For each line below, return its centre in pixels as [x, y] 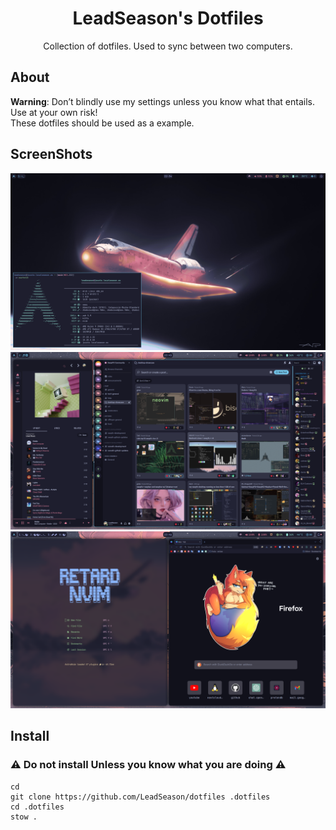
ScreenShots [51, 154]
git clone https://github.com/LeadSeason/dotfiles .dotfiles [140, 797]
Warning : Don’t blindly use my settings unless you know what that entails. [162, 101]
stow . [24, 817]
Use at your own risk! [54, 112]
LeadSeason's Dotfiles [168, 18]
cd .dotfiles [37, 807]
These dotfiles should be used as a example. [102, 123]
